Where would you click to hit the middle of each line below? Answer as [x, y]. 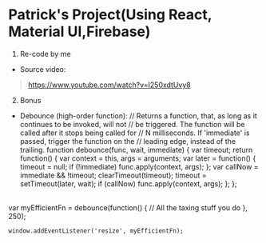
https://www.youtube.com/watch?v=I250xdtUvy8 [109, 85]
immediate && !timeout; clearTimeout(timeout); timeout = [113, 175]
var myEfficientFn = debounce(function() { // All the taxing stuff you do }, [128, 207]
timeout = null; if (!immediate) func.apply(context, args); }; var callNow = [139, 166]
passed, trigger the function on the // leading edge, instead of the [128, 141]
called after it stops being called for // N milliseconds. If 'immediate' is [135, 133]
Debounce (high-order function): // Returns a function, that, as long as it [138, 116]
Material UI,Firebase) [79, 32]
